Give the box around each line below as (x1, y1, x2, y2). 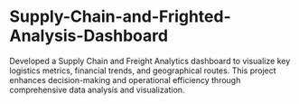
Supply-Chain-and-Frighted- (9, 6, 232, 27)
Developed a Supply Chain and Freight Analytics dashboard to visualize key (9, 55, 291, 66)
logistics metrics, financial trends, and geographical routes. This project (9, 65, 277, 76)
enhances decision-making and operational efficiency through (9, 74, 241, 85)
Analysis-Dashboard (9, 25, 169, 46)
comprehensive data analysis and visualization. (9, 84, 185, 95)
